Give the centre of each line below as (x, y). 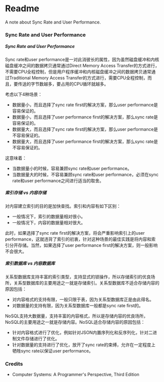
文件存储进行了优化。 (38, 338)
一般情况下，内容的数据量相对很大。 (49, 222)
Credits (14, 364)
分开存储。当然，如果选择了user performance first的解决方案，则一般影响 (83, 245)
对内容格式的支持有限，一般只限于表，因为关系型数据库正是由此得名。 (83, 299)
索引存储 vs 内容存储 (26, 193)
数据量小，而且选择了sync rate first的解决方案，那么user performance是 (85, 105)
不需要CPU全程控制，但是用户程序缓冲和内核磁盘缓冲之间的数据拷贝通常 (78, 72)
